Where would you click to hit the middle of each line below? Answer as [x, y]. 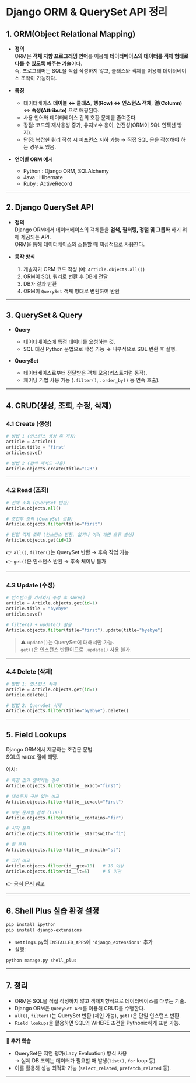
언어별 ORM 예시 [34, 159]
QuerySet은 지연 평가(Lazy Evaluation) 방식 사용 [71, 1053]
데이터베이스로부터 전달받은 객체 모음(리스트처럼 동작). [85, 373]
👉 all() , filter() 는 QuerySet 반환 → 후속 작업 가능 [68, 552]
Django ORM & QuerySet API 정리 [87, 12]
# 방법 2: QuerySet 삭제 [34, 706]
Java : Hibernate [43, 177]
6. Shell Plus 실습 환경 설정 [53, 911]
